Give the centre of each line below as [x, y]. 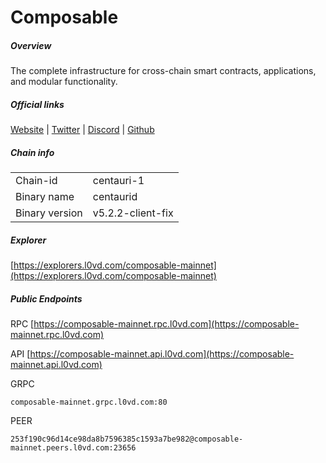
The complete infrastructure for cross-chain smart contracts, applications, [163, 71]
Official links [37, 104]
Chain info [32, 152]
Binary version [49, 213]
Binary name [45, 197]
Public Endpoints [46, 298]
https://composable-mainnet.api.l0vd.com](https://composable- [162, 354]
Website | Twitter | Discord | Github [82, 130]
